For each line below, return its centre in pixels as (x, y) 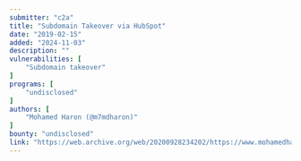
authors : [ (30, 109)
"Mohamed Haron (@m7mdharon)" (82, 117)
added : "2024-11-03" (48, 42)
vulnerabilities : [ (46, 59)
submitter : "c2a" (42, 17)
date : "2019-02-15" (46, 34)
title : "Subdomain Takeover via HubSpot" (88, 26)
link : (19, 142)
